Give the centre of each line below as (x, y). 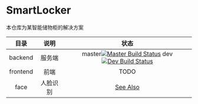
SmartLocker (39, 10)
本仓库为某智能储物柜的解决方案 (45, 27)
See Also (127, 87)
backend (21, 57)
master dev (127, 54)
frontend (21, 71)
